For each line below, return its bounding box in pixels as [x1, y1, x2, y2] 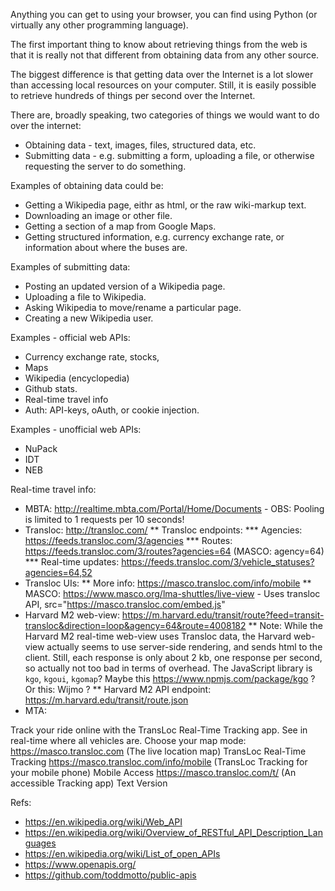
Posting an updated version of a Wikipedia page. [24, 280, 226, 292]
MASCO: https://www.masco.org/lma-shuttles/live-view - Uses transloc [24, 588, 321, 599]
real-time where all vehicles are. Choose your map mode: [10, 735, 247, 746]
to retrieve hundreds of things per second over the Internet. [10, 90, 256, 101]
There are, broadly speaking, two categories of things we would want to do [10, 109, 320, 121]
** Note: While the [248, 620, 323, 631]
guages [24, 837, 57, 849]
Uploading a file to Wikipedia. [24, 291, 147, 303]
